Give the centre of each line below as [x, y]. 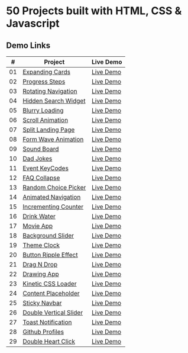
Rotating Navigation [50, 91]
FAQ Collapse [41, 178]
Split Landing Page [49, 130]
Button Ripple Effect [50, 255]
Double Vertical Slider [53, 312]
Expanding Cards [47, 72]
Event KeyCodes [46, 168]
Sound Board [41, 149]
